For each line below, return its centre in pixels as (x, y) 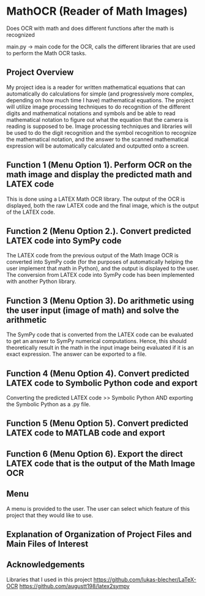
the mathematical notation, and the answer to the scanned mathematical (97, 139)
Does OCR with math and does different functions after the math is (90, 28)
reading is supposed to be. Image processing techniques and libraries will (99, 126)
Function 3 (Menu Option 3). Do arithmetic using (100, 300)
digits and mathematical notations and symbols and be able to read (91, 113)
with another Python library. (41, 281)
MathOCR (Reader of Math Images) (97, 11)
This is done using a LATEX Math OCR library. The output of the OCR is (96, 199)
